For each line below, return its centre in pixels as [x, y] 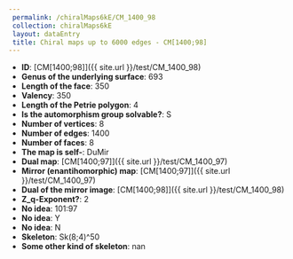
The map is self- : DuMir [65, 153]
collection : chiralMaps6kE [62, 26]
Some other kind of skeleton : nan [83, 247]
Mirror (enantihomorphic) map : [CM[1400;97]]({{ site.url [126, 171]
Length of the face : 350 [65, 86]
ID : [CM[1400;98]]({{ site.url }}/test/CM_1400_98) [111, 67]
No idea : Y [41, 218]
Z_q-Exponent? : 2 [55, 200]
